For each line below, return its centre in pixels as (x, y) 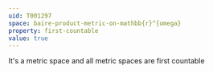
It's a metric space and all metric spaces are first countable (106, 61)
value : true (28, 38)
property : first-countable (53, 30)
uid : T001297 (30, 16)
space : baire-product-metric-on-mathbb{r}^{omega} (95, 23)
